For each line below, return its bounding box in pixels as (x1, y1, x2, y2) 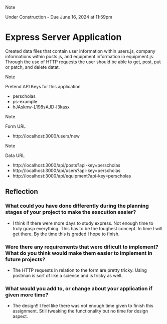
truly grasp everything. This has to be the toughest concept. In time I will (12, 225, 162, 231)
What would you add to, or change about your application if (5, 285, 153, 292)
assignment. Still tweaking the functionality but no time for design (12, 308, 148, 314)
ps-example (12, 98, 38, 104)
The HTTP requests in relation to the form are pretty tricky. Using (12, 267, 147, 273)
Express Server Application (5, 32, 122, 43)
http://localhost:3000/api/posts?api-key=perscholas (12, 162, 120, 168)
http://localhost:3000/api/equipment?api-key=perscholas (12, 173, 131, 179)
